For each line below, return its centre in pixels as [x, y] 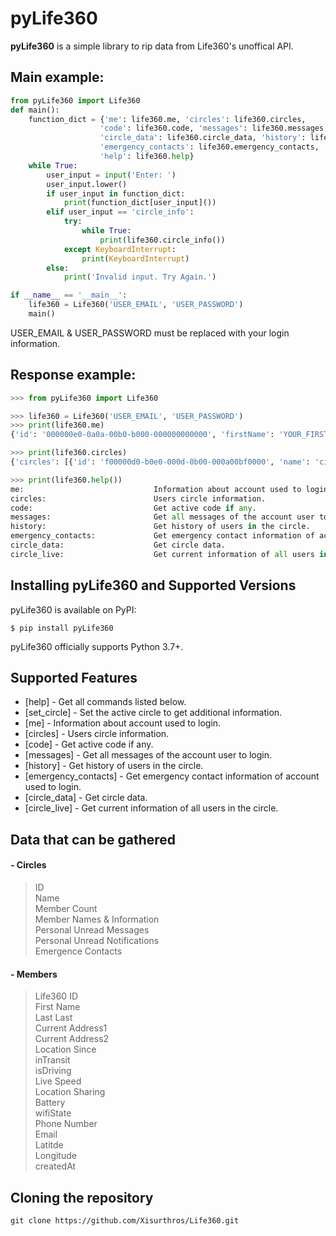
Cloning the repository [82, 1197]
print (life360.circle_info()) [162, 240]
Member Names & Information [97, 919]
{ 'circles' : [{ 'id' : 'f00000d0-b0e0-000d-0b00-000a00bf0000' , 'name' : [160, 462]
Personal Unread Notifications [97, 941]
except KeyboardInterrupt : [120, 249]
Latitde [49, 1145]
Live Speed [58, 1081]
